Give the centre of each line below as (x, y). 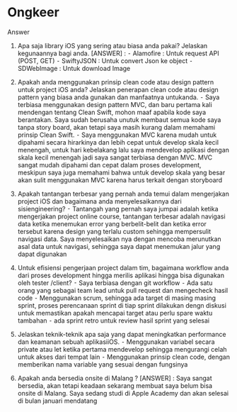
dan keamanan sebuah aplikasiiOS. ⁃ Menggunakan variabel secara (116, 342)
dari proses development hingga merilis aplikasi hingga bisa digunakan (121, 275)
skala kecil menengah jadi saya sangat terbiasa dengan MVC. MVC (115, 157)
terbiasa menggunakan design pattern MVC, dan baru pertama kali (115, 104)
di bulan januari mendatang (57, 401)
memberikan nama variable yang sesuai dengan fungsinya (103, 364)
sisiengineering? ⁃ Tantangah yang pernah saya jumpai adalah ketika (118, 208)
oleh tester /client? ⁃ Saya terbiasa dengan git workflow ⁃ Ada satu (115, 283)
